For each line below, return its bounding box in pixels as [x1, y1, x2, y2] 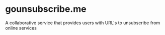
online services [5, 25, 37, 31]
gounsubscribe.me [5, 3, 87, 15]
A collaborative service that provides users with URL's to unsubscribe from [5, 20, 160, 26]
